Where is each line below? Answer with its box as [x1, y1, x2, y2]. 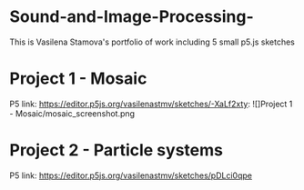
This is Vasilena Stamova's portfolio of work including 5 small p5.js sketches [9, 36, 296, 47]
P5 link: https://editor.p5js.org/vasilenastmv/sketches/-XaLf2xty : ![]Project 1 [9, 98, 293, 109]
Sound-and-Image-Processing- [9, 6, 255, 27]
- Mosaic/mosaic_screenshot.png [9, 107, 135, 119]
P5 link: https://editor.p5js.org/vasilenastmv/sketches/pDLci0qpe [9, 170, 253, 181]
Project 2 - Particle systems [9, 140, 223, 161]
